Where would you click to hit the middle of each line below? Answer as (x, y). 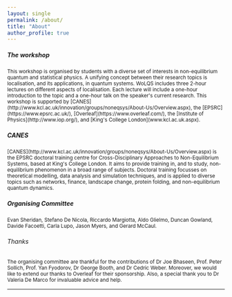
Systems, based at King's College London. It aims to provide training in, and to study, (108, 164)
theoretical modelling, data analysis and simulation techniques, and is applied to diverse (111, 176)
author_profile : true (38, 33)
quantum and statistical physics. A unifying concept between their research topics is (107, 78)
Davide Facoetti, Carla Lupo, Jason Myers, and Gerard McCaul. (82, 226)
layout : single (29, 13)
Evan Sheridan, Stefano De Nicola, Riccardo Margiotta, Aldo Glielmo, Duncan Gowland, (110, 220)
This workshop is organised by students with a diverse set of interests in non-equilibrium (113, 72)
